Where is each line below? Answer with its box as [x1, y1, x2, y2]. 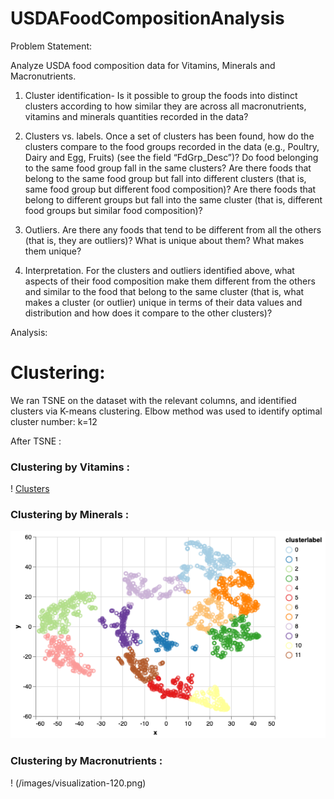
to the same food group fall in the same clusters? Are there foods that [24, 162, 312, 174]
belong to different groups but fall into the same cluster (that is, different [24, 193, 323, 206]
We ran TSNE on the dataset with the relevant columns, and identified [10, 394, 297, 406]
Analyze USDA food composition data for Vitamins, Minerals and [10, 59, 276, 71]
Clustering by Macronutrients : [10, 754, 163, 768]
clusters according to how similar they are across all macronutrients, [24, 100, 307, 112]
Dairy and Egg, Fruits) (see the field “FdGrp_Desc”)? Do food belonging [24, 151, 319, 163]
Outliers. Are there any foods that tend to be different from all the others [24, 223, 322, 236]
